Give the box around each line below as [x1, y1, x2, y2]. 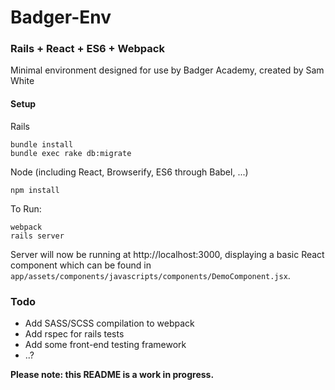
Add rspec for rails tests [24, 327, 125, 340]
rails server [10, 231, 65, 241]
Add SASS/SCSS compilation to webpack [24, 317, 195, 329]
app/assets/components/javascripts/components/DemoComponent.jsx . [10, 269, 291, 281]
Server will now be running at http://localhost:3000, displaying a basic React [10, 248, 325, 260]
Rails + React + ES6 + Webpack [10, 42, 165, 56]
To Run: [10, 202, 42, 215]
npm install [10, 185, 60, 195]
